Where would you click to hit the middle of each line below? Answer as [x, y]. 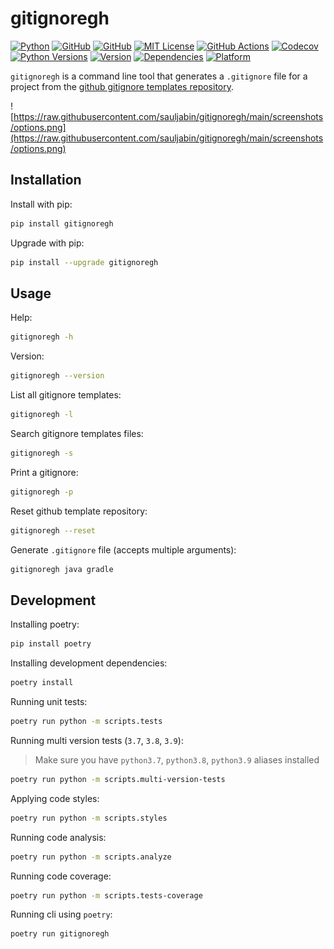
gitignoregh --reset [53, 530]
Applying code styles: [55, 798]
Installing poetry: [45, 624]
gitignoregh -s [42, 453]
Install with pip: [41, 204]
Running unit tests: [49, 701]
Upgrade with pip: [47, 243]
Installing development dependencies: [89, 663]
